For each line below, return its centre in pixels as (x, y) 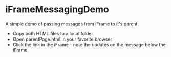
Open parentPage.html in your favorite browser (62, 39)
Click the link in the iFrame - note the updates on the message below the (89, 44)
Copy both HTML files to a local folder (53, 33)
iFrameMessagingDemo (57, 9)
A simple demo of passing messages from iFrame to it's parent (71, 24)
